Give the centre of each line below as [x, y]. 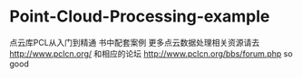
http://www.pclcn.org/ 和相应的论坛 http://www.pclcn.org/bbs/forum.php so [151, 53]
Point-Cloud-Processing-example [140, 17]
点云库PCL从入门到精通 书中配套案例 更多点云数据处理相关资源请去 [135, 42]
